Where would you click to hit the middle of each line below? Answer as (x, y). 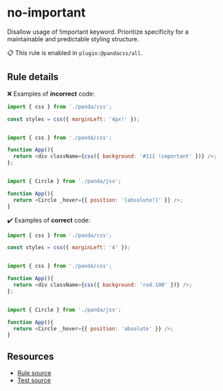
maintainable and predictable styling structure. (73, 39)
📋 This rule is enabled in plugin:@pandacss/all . (75, 52)
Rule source (34, 373)
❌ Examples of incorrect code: (51, 94)
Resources (31, 356)
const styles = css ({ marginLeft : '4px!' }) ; (73, 119)
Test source (34, 381)
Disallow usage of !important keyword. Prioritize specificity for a (98, 32)
